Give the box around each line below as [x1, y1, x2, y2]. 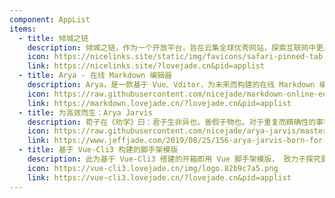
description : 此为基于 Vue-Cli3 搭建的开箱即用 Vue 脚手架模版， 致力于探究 [27, 154, 321, 164]
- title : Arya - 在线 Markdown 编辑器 [18, 71, 172, 81]
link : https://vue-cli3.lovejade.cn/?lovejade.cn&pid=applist [27, 172, 292, 183]
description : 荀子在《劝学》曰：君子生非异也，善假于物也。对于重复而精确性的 [27, 117, 317, 127]
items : [9, 24, 37, 34]
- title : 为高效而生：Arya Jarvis [18, 107, 153, 118]
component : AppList [9, 14, 91, 25]
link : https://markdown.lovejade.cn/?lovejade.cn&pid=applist [27, 98, 292, 108]
